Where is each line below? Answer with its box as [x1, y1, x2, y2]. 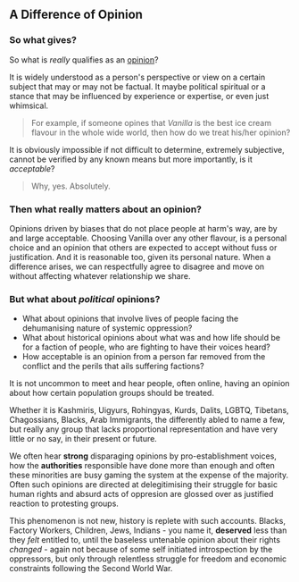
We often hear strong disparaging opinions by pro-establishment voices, [9, 451, 277, 461]
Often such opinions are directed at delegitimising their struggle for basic [9, 479, 278, 490]
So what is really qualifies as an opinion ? [9, 54, 159, 65]
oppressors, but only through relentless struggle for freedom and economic [9, 553, 287, 564]
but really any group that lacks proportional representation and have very [9, 424, 278, 434]
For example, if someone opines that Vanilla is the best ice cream [30, 117, 272, 128]
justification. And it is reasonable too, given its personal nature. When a [9, 251, 271, 262]
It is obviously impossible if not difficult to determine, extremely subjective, [9, 144, 286, 155]
